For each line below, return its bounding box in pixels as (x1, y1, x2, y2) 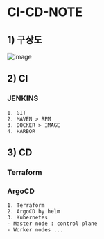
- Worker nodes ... (7, 226, 64, 233)
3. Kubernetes (7, 214, 49, 222)
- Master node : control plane (7, 220, 98, 227)
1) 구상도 (7, 33, 43, 45)
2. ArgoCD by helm (7, 208, 60, 215)
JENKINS (7, 93, 39, 103)
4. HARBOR (7, 128, 36, 134)
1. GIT (7, 109, 26, 116)
